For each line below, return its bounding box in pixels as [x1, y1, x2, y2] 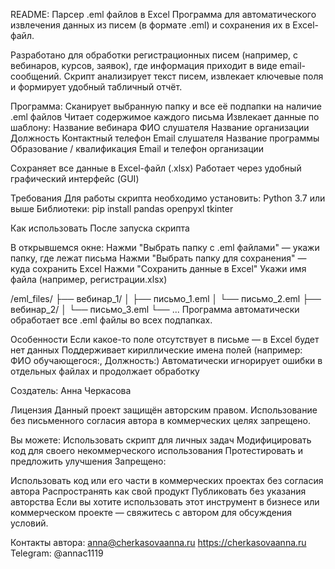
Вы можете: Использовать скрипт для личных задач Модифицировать [10, 434, 312, 446]
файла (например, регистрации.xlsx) [10, 274, 168, 285]
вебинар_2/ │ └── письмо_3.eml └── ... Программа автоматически [10, 304, 300, 315]
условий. [10, 517, 49, 529]
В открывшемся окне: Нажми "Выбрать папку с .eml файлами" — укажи [10, 242, 320, 253]
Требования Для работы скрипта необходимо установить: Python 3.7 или [10, 192, 326, 204]
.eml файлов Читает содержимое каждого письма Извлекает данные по [10, 111, 320, 123]
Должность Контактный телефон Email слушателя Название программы [10, 132, 320, 144]
